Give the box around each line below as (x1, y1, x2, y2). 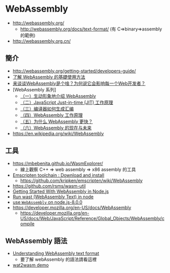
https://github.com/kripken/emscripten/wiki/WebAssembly (20, 177, 143, 184)
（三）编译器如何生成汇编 (20, 105, 74, 112)
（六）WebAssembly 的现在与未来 (20, 125, 92, 131)
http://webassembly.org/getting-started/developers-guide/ (12, 68, 136, 74)
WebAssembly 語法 (5, 236, 67, 245)
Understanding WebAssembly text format (12, 250, 99, 257)
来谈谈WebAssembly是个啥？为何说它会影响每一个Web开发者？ (12, 80, 146, 86)
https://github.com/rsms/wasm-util (12, 183, 86, 189)
